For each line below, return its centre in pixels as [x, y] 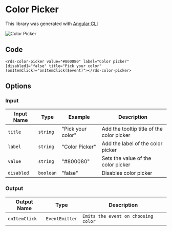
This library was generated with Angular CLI [52, 24]
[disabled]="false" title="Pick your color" [53, 66]
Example [79, 117]
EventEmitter [62, 218]
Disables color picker [127, 173]
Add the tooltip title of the [132, 129]
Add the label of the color [132, 143]
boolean [48, 173]
